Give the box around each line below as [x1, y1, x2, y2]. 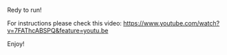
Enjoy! [7, 40, 25, 47]
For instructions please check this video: [7, 19, 122, 27]
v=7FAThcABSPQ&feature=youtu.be [7, 27, 109, 34]
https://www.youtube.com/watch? [123, 19, 220, 27]
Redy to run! [7, 6, 43, 14]
